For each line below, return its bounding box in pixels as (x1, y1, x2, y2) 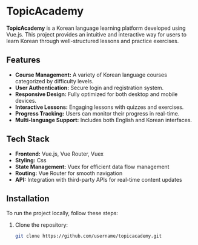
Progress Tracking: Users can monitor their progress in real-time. (15, 109, 180, 117)
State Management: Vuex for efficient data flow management (15, 163, 170, 170)
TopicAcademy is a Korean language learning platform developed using (6, 24, 186, 32)
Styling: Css (15, 156, 47, 164)
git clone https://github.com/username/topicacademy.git (15, 233, 162, 240)
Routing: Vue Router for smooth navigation (15, 169, 123, 177)
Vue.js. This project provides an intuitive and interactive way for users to (6, 30, 186, 38)
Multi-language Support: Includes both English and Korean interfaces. (15, 116, 193, 123)
